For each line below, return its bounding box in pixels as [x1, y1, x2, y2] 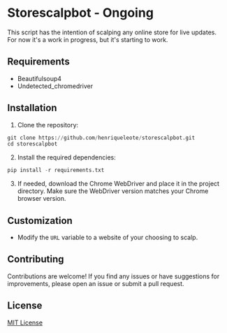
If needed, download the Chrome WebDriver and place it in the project [17, 180, 220, 188]
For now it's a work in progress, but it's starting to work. [7, 35, 168, 43]
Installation [7, 102, 57, 114]
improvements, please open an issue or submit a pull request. [7, 279, 184, 288]
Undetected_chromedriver [17, 82, 93, 90]
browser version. [17, 194, 66, 203]
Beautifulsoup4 [17, 74, 61, 83]
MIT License [7, 318, 43, 327]
